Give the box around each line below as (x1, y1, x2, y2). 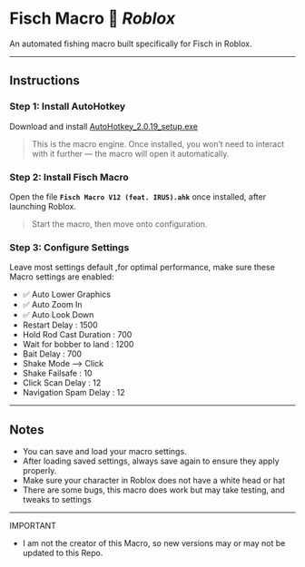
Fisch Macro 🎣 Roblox (9, 8, 175, 29)
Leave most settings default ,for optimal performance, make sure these (9, 262, 275, 273)
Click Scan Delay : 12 (22, 377, 102, 388)
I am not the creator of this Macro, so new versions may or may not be (22, 538, 286, 549)
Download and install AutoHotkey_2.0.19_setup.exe (9, 121, 198, 132)
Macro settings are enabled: (9, 271, 115, 282)
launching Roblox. (9, 200, 77, 211)
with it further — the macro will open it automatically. (31, 148, 230, 159)
